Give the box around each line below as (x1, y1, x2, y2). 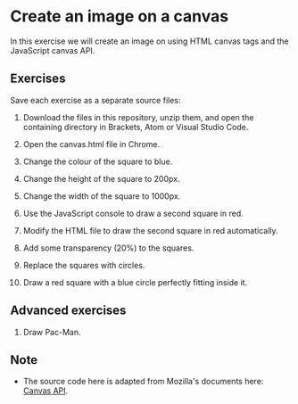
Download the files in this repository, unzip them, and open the (22, 111, 254, 122)
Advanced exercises (10, 303, 127, 318)
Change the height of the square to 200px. (22, 173, 180, 184)
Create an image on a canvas (10, 6, 229, 27)
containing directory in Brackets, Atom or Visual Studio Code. (22, 121, 249, 132)
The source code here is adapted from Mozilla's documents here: (22, 376, 264, 387)
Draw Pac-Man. (22, 326, 81, 337)
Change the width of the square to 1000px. (22, 190, 181, 202)
